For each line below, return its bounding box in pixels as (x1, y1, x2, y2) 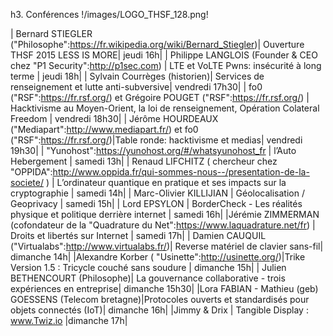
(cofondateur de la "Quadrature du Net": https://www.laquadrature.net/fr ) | (10, 219, 316, 231)
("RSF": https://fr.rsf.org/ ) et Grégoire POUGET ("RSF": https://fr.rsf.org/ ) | (10, 92, 310, 103)
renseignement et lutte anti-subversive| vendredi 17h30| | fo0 (10, 81, 263, 93)
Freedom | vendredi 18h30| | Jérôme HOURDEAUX (10, 113, 219, 124)
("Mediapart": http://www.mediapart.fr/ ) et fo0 (10, 124, 199, 135)
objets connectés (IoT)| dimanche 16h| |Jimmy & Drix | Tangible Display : (10, 304, 309, 316)
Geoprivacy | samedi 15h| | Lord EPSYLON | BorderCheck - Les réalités (10, 198, 303, 209)
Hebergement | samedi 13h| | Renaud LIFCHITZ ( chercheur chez (10, 155, 278, 167)
